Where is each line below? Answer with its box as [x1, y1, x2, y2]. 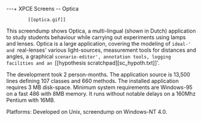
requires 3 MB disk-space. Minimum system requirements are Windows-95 [6, 84, 193, 91]
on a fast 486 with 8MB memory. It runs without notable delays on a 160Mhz [6, 90, 196, 97]
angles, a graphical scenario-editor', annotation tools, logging [6, 53, 171, 60]
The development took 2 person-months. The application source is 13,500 [6, 71, 191, 78]
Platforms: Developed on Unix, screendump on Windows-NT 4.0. [6, 108, 168, 115]
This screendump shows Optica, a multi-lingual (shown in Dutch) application [6, 27, 196, 34]
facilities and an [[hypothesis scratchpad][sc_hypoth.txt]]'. [6, 60, 160, 66]
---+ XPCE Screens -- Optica [6, 5, 79, 12]
